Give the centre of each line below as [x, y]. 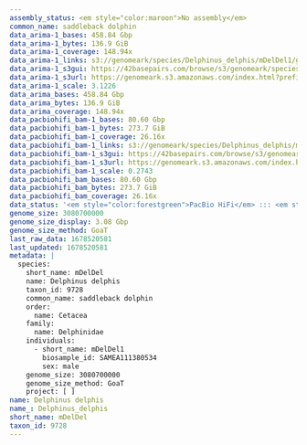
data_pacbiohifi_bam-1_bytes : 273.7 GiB [88, 129]
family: [40, 324]
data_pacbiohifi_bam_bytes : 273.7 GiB [83, 188]
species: [34, 265]
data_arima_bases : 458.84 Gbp [67, 94]
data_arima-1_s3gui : [49, 69]
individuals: [51, 341]
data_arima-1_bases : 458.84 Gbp [71, 35]
